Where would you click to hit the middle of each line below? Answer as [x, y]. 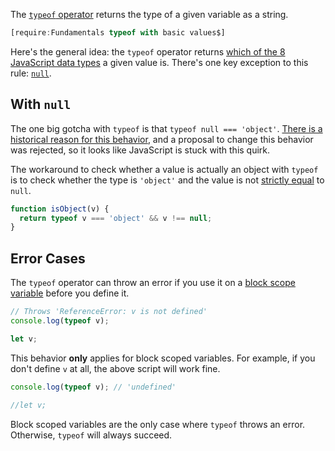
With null [41, 104]
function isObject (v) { [60, 209]
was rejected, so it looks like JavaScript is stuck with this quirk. [140, 150]
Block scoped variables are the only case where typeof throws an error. [158, 424]
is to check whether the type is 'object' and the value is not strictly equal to [167, 180]
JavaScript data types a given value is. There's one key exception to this [159, 62]
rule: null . [31, 73]
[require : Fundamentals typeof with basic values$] [118, 33]
